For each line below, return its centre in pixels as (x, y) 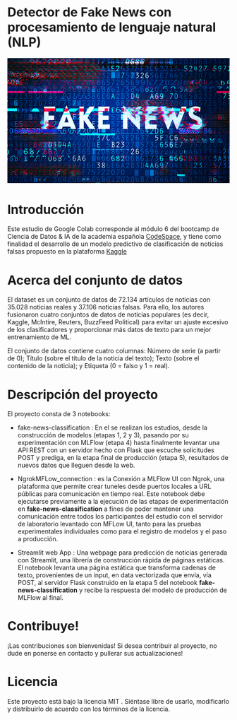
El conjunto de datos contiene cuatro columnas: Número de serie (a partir (114, 351)
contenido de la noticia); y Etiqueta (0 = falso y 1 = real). (89, 366)
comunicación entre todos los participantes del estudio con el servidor (120, 517)
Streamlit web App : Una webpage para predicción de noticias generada (122, 553)
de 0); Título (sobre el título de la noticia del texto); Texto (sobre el (103, 358)
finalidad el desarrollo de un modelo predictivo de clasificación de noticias (115, 244)
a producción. (38, 539)
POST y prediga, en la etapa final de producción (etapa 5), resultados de (123, 458)
